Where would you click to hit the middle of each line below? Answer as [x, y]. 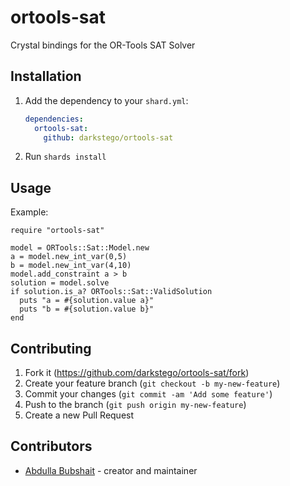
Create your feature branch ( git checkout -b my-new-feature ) [152, 383]
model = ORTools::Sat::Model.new [80, 248]
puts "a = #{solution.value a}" [87, 301]
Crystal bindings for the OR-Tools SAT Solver [103, 45]
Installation [46, 76]
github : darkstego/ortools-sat [108, 137]
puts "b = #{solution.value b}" [87, 309]
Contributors [51, 446]
